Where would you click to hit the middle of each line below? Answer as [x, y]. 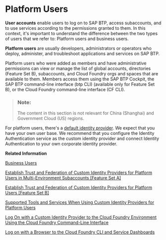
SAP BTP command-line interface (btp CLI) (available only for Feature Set [80, 84]
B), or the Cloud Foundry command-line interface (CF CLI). [65, 89]
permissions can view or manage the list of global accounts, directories [78, 68]
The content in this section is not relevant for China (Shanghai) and [86, 113]
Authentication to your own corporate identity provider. [61, 144]
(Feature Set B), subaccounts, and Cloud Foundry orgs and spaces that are [82, 73]
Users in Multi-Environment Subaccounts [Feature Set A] [63, 178]
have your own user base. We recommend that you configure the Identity [80, 133]
